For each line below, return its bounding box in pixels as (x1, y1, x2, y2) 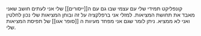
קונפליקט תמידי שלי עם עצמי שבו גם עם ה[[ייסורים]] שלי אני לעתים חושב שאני (6, 5, 183, 12)
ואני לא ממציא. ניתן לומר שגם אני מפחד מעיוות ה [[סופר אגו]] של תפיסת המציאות (6, 18, 190, 24)
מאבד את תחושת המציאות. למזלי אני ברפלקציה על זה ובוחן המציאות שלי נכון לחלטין (6, 11, 195, 18)
